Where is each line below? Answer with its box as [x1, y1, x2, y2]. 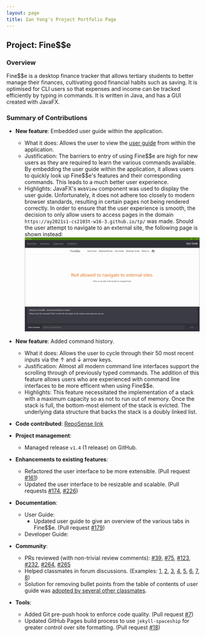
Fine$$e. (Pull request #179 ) [33, 524, 105, 531]
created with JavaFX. [6, 98, 60, 106]
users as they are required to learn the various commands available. [24, 159, 196, 166]
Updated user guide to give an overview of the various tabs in [33, 517, 190, 525]
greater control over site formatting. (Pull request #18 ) [24, 623, 161, 631]
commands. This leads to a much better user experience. [24, 179, 169, 186]
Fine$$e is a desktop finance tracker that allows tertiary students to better [6, 72, 194, 80]
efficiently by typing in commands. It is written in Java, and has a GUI [6, 92, 181, 99]
